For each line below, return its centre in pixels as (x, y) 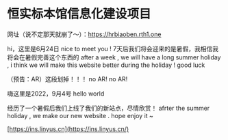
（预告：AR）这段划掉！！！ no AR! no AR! (67, 79)
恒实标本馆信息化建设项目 (79, 14)
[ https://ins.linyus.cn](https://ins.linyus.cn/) (68, 129)
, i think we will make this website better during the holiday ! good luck (106, 65)
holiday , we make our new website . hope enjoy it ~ (80, 115)
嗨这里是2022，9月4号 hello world (56, 94)
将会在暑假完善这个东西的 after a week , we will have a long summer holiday (114, 57)
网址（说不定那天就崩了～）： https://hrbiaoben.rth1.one (84, 34)
